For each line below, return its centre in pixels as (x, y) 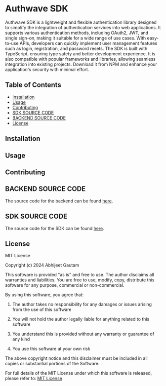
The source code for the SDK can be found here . (55, 228)
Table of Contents (33, 85)
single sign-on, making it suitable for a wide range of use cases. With (76, 38)
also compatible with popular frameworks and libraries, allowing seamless (80, 59)
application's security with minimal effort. (47, 69)
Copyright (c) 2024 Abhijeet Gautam (42, 265)
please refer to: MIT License (34, 379)
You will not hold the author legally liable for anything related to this (81, 319)
